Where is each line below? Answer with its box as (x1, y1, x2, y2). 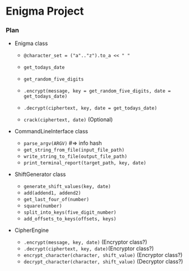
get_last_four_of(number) (23, 197, 89, 203)
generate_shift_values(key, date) (23, 184, 111, 190)
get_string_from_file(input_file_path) (23, 147, 125, 153)
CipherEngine (14, 227, 49, 234)
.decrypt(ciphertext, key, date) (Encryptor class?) (23, 245, 154, 252)
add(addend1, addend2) (23, 190, 81, 196)
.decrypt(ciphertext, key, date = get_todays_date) (23, 105, 157, 111)
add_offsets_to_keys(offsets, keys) (23, 216, 117, 222)
